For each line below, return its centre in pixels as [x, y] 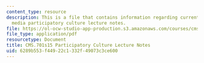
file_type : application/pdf [42, 34]
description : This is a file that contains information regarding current [103, 17]
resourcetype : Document [36, 40]
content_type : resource [36, 12]
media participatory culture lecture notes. [69, 23]
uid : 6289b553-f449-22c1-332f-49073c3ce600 [62, 51]
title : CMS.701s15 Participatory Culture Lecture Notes [78, 46]
